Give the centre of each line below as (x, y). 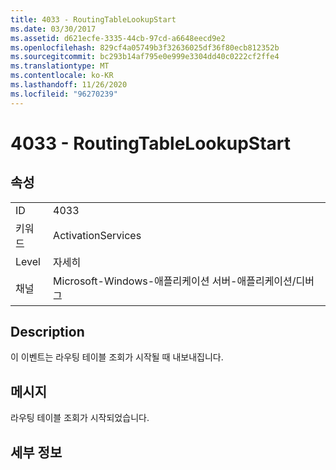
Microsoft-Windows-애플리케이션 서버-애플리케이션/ (175, 281)
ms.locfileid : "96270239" (64, 94)
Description (47, 332)
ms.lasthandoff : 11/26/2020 (69, 85)
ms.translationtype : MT (60, 66)
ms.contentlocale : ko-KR (62, 76)
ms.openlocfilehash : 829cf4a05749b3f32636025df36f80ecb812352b (145, 47)
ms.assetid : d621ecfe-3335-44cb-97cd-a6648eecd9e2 (118, 38)
